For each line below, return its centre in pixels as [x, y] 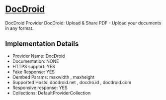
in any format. [19, 28]
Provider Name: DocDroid [39, 56]
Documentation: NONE [36, 61]
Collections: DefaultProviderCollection [51, 93]
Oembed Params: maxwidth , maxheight [53, 77]
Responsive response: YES [40, 88]
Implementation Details [42, 44]
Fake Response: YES [34, 72]
